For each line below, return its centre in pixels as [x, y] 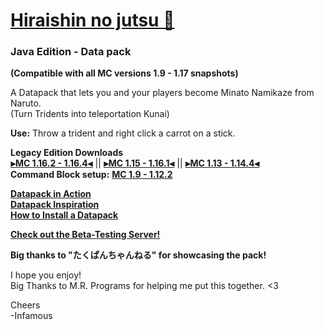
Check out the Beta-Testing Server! [85, 235]
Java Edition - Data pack [71, 52]
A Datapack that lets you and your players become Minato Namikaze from [162, 93]
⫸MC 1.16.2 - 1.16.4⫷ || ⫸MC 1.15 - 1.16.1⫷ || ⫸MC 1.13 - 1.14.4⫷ [135, 163]
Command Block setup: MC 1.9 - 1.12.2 [91, 175]
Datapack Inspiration [55, 205]
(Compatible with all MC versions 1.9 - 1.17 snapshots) [124, 73]
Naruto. [26, 103]
